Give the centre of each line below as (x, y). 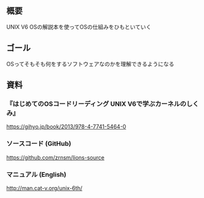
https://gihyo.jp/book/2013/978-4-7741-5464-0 (66, 127)
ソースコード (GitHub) (39, 144)
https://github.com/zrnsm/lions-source (55, 157)
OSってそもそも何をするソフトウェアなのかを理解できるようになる (90, 64)
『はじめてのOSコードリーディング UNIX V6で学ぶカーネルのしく (103, 104)
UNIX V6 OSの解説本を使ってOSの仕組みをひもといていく (79, 27)
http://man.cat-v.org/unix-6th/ (44, 188)
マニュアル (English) (36, 174)
